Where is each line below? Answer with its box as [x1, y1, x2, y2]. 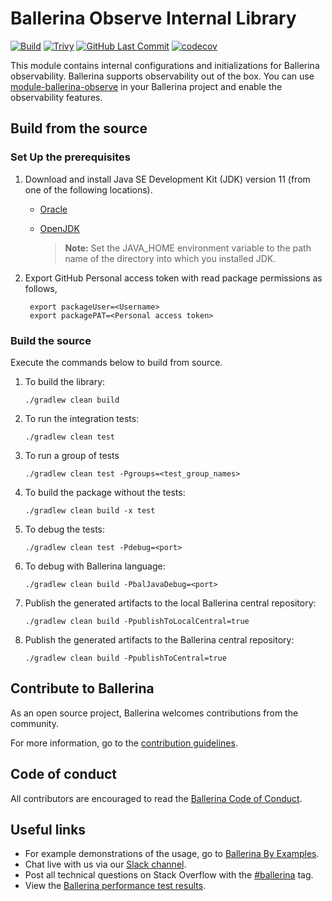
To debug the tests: [24, 523, 105, 535]
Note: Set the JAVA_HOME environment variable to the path [64, 242, 312, 254]
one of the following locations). [24, 183, 153, 196]
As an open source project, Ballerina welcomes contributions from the [10, 707, 299, 719]
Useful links [10, 821, 87, 838]
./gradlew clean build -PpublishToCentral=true [24, 653, 227, 663]
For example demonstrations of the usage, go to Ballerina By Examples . [24, 848, 320, 860]
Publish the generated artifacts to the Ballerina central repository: [24, 633, 295, 646]
